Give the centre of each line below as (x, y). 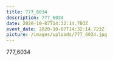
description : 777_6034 (35, 18)
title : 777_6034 (27, 12)
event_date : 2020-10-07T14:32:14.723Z (55, 29)
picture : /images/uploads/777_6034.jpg (57, 35)
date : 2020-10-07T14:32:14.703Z (47, 23)
